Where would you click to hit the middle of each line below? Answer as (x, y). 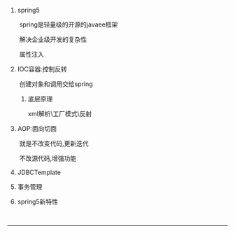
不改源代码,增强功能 (48, 158)
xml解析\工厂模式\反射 (60, 114)
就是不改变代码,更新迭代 (54, 143)
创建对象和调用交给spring (56, 84)
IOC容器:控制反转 (42, 69)
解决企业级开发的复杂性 (53, 39)
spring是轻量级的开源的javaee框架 (69, 24)
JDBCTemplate (39, 172)
